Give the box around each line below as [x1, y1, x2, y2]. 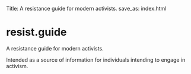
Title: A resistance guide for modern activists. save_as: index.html [6, 5, 167, 12]
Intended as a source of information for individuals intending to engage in [6, 56, 186, 63]
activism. [6, 62, 28, 69]
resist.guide [6, 26, 67, 39]
